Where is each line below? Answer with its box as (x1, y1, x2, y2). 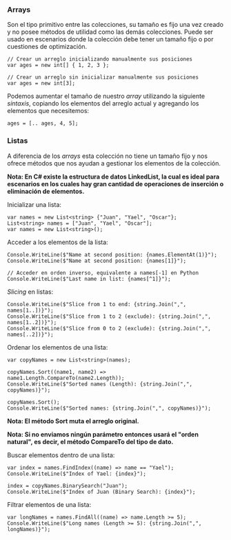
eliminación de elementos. (7, 187, 85, 195)
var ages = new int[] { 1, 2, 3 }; (7, 62, 110, 69)
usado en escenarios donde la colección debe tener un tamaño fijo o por (7, 35, 214, 43)
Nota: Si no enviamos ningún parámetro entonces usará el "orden (7, 430, 199, 439)
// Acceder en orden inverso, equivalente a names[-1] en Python (7, 269, 199, 277)
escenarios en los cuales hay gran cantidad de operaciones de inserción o (7, 179, 224, 188)
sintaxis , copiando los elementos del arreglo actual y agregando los (7, 99, 199, 108)
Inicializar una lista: (7, 200, 62, 208)
